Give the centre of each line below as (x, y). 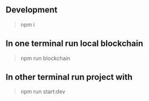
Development (32, 10)
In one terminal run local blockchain (74, 44)
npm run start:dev (43, 92)
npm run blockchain (45, 58)
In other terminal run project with (69, 77)
